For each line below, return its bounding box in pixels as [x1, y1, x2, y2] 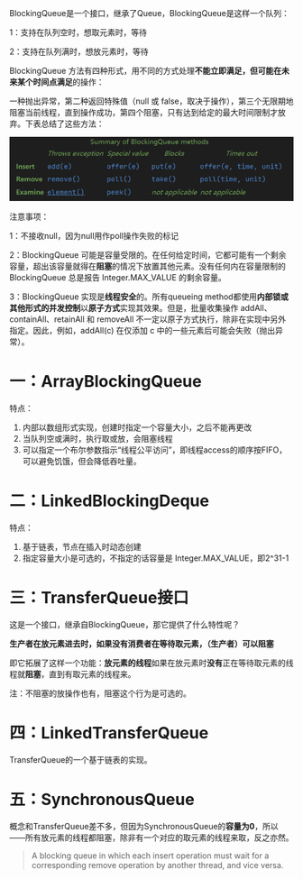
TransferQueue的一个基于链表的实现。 [9, 754, 152, 765]
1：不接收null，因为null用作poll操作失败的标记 [9, 231, 179, 242]
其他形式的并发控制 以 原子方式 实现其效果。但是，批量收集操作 [9, 303, 239, 314]
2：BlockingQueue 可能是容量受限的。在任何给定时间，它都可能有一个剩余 [9, 250, 287, 261]
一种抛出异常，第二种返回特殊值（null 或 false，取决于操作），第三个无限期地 [9, 96, 294, 106]
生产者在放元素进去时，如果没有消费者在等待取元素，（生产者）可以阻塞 [9, 638, 274, 649]
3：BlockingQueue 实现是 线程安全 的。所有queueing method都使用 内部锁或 [9, 291, 289, 302]
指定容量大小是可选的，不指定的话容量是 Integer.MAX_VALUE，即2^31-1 [22, 553, 289, 563]
